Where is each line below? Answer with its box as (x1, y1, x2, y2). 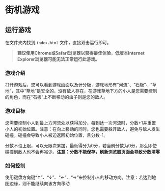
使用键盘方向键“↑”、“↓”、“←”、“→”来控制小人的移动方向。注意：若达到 (5, 174, 152, 180)
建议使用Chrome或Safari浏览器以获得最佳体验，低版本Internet (17, 50, 145, 56)
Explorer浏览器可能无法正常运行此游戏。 (17, 56, 100, 62)
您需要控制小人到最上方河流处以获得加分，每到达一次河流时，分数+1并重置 (5, 120, 156, 126)
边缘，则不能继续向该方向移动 (9, 180, 70, 186)
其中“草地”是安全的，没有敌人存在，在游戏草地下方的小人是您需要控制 (15, 88, 157, 94)
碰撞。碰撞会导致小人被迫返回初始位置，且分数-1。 (5, 132, 108, 138)
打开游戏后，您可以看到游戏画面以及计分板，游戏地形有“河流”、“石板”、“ (5, 82, 152, 88)
